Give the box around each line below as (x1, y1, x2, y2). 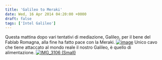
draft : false (5, 16, 32, 21)
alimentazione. (5, 50, 35, 56)
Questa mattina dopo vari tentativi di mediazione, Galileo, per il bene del (5, 34, 151, 40)
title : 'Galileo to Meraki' (5, 7, 63, 12)
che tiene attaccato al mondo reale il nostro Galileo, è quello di (5, 44, 132, 50)
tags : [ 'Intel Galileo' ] (5, 20, 56, 26)
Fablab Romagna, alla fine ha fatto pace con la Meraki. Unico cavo (5, 40, 158, 45)
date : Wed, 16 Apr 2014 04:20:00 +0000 (5, 12, 87, 17)
